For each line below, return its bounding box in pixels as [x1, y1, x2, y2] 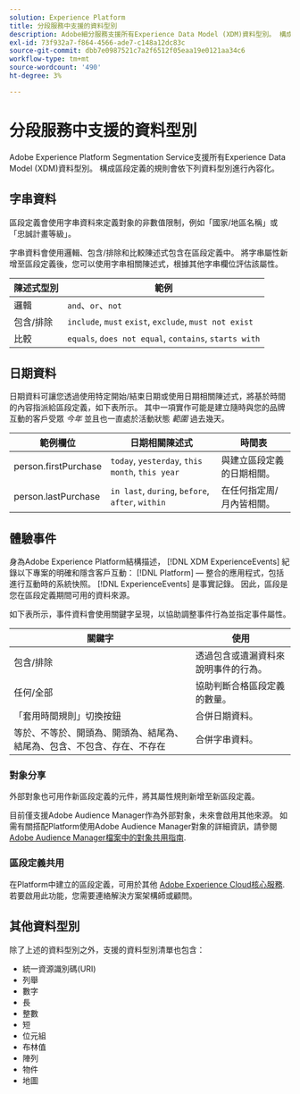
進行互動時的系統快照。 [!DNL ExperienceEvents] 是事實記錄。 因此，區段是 [9, 578, 288, 590]
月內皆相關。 [221, 498, 275, 510]
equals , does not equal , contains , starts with [67, 332, 261, 344]
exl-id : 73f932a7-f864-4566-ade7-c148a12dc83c [9, 38, 186, 47]
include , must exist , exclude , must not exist [67, 315, 254, 327]
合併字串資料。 [195, 734, 259, 746]
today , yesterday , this [110, 455, 203, 467]
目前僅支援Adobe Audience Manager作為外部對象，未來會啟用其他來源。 [9, 810, 279, 820]
